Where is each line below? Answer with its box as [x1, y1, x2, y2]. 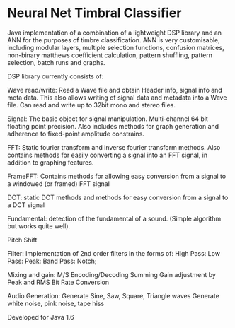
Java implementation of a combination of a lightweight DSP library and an [7, 28, 222, 37]
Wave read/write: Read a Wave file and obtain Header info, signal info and [7, 86, 223, 94]
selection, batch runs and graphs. [7, 58, 105, 66]
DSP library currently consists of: [7, 72, 104, 81]
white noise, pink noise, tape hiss [7, 299, 105, 307]
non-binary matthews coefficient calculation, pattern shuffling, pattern [7, 51, 212, 59]
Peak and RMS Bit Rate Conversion [7, 278, 110, 286]
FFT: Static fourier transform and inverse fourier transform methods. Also [7, 143, 221, 151]
